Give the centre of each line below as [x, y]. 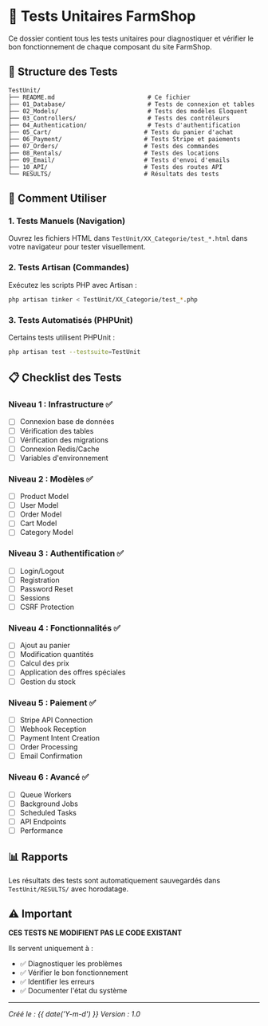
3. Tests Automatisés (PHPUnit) [71, 320]
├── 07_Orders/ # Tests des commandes [114, 146]
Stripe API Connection [56, 720]
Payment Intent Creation [59, 738]
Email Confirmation [51, 756]
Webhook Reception [53, 729]
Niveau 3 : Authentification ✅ [66, 553]
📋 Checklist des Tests [65, 378]
